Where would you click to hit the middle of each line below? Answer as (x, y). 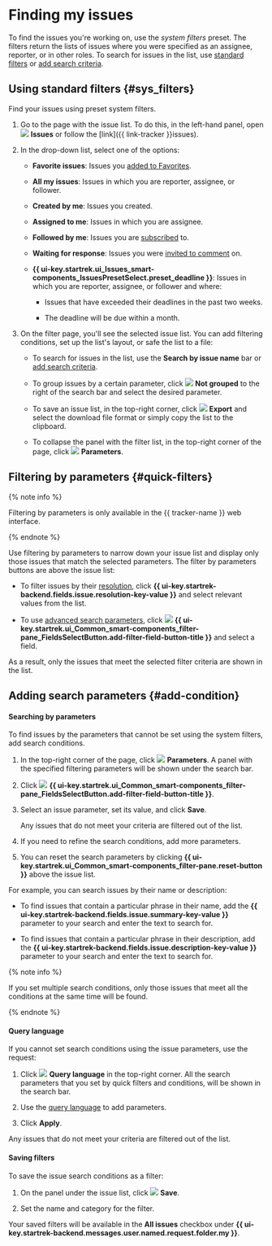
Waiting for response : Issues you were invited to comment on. (137, 253)
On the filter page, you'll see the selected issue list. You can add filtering (141, 333)
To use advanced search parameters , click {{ (101, 619)
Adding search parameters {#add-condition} (124, 695)
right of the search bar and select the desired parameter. (127, 391)
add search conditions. (47, 743)
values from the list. (53, 603)
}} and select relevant (206, 594)
